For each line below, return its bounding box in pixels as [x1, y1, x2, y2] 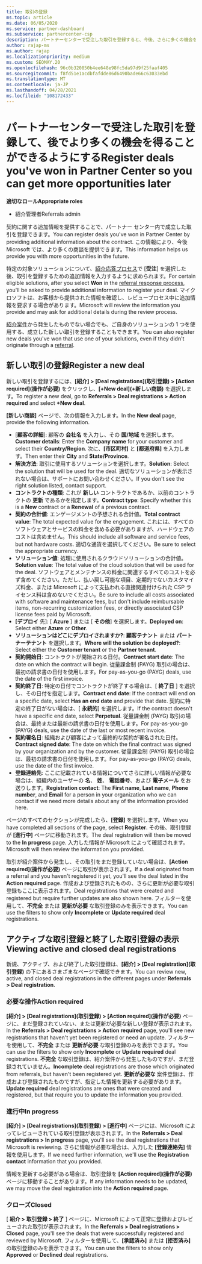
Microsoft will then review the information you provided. [6, 845, 145, 853]
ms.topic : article [6, 14, 52, 20]
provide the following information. [6, 418, 90, 425]
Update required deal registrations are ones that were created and [6, 1084, 171, 1092]
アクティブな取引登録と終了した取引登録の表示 [6, 934, 179, 944]
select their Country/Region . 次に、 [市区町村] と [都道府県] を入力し [14, 445, 185, 452]
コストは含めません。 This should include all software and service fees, [14, 533, 191, 540]
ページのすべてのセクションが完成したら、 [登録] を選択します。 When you [6, 816, 189, 823]
